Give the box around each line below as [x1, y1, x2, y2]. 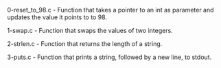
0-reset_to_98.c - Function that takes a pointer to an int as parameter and [7, 6, 214, 14]
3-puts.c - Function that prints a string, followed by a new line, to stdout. [7, 53, 212, 61]
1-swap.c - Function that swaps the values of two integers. [7, 27, 173, 34]
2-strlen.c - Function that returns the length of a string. [7, 40, 163, 47]
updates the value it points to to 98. [7, 13, 108, 21]
